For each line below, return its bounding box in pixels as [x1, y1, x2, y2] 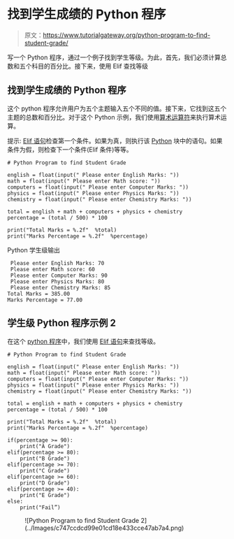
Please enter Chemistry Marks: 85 [10, 284, 111, 291]
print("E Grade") [20, 491, 71, 498]
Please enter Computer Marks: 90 [10, 272, 108, 279]
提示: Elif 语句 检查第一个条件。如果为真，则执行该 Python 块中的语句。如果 [7, 136, 223, 145]
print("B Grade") [20, 455, 71, 462]
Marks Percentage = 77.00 [7, 296, 82, 303]
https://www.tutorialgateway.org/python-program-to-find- [43, 31, 211, 39]
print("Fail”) [20, 504, 61, 511]
